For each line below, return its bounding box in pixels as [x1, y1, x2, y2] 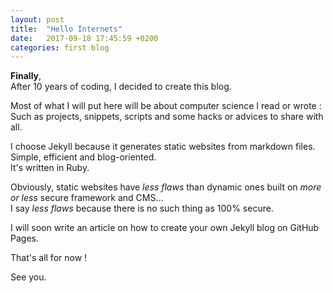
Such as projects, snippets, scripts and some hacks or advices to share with [10, 111, 324, 123]
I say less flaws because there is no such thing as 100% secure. [10, 202, 274, 215]
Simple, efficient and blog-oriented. [10, 151, 157, 163]
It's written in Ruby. [10, 162, 90, 174]
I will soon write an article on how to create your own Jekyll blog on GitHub [10, 222, 320, 234]
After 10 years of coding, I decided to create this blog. [10, 81, 232, 93]
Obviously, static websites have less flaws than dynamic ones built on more [10, 181, 322, 193]
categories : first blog [10, 42, 110, 53]
